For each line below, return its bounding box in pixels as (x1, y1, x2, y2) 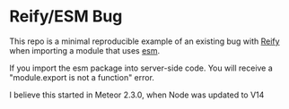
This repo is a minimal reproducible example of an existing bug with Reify (9, 36, 280, 46)
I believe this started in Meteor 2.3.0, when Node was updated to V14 (9, 89, 265, 100)
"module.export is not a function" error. (9, 71, 155, 82)
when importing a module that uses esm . (9, 45, 161, 55)
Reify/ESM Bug (9, 6, 123, 27)
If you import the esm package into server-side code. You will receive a (9, 63, 274, 73)
